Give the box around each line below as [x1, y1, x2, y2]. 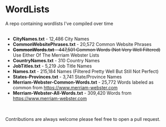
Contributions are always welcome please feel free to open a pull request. [5, 116, 161, 122]
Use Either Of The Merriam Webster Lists [12, 52, 100, 58]
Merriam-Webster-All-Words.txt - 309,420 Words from [12, 90, 132, 96]
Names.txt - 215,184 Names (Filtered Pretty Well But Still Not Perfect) [12, 68, 159, 74]
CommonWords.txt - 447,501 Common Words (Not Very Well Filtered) [12, 46, 161, 53]
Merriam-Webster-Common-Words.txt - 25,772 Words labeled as [12, 79, 154, 85]
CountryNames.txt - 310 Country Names [12, 57, 100, 63]
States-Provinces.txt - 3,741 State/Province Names [12, 73, 122, 80]
